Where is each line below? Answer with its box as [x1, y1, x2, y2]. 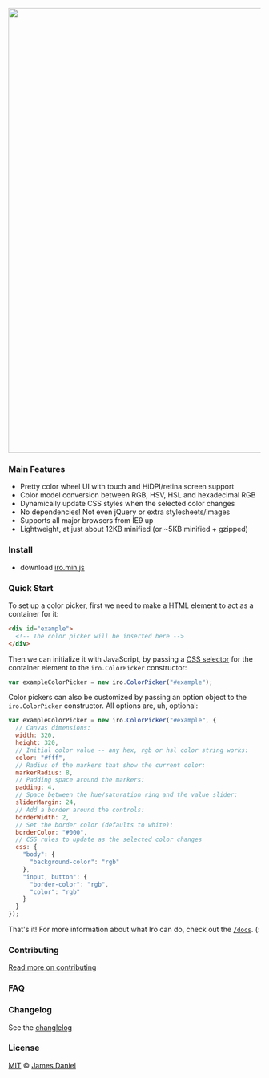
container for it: [8, 609, 59, 618]
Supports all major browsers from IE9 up [19, 516, 154, 525]
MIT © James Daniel [8, 1060, 76, 1070]
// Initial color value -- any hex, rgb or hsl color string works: [15, 746, 249, 754]
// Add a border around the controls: [15, 806, 146, 814]
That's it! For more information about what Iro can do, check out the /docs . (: [8, 925, 260, 935]
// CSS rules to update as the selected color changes [15, 835, 203, 844]
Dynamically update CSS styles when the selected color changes [19, 499, 235, 509]
